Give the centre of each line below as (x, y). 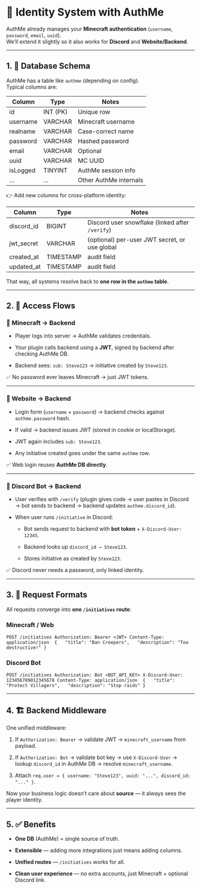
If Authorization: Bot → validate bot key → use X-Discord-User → (96, 757)
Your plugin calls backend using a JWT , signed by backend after (95, 348)
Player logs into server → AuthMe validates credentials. (83, 336)
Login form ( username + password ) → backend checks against (89, 412)
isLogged (22, 170)
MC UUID (91, 160)
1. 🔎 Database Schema (48, 66)
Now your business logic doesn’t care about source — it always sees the (96, 793)
